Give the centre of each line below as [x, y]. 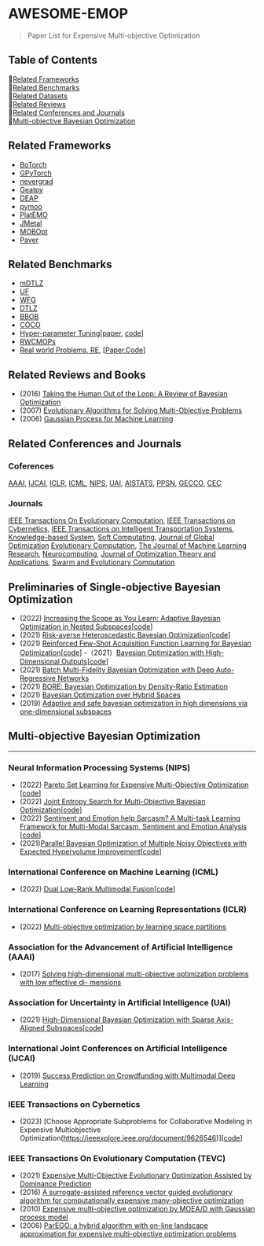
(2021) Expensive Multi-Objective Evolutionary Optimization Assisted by [136, 1175]
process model [44, 1217]
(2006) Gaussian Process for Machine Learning [96, 419]
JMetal [31, 223]
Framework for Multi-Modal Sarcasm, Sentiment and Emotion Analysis [133, 827]
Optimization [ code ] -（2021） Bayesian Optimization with [112, 652]
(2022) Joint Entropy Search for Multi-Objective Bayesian [112, 802]
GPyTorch [36, 173]
